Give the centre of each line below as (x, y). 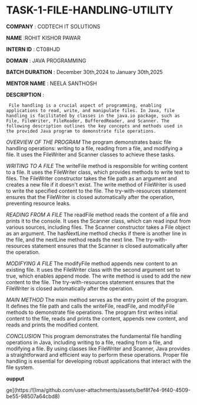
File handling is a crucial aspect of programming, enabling (85, 105)
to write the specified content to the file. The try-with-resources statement (96, 191)
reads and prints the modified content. (53, 325)
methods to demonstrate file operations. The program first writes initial (92, 312)
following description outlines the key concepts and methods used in (94, 126)
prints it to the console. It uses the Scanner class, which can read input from (98, 221)
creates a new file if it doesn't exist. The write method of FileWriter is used (96, 184)
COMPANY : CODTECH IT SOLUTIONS (53, 26)
